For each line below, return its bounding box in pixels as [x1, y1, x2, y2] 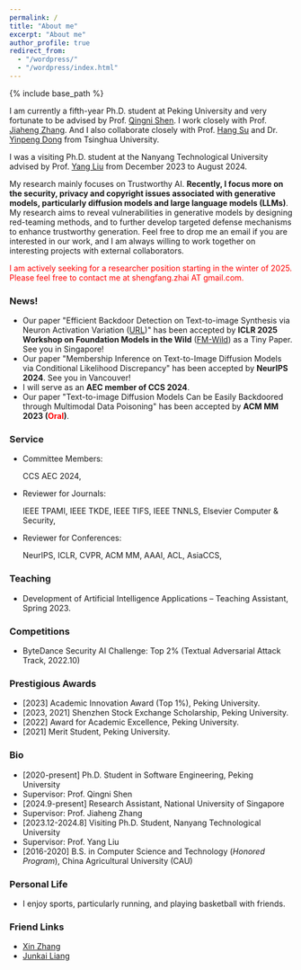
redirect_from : [9, 47, 66, 56]
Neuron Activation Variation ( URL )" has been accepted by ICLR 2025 [22, 325, 279, 335]
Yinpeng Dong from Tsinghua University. [9, 134, 160, 145]
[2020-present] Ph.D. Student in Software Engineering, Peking [22, 770, 254, 780]
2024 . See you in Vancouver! [22, 372, 131, 383]
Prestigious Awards [9, 677, 97, 690]
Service [9, 433, 44, 446]
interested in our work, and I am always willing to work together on [9, 236, 256, 246]
